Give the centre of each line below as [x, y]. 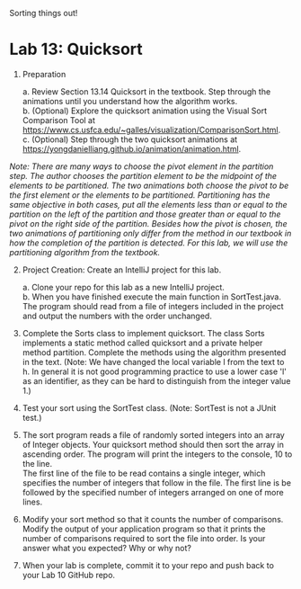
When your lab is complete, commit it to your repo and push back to [148, 565]
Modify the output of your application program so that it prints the [144, 529]
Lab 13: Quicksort [76, 49]
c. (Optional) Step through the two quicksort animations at [130, 139]
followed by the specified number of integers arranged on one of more [153, 492]
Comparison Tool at [59, 120]
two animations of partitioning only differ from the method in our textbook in [150, 233]
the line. [37, 463]
